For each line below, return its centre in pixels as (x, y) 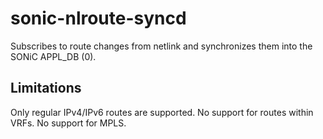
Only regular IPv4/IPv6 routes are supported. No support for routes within (162, 112)
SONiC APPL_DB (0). (53, 56)
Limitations (46, 88)
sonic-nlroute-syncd (98, 18)
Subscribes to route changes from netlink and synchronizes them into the (161, 46)
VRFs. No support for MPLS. (68, 123)
